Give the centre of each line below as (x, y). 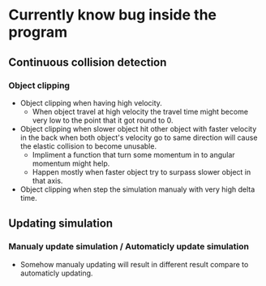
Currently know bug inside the (113, 15)
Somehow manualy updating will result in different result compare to (134, 264)
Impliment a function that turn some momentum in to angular (133, 154)
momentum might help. (71, 163)
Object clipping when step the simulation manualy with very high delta (137, 189)
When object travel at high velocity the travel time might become (140, 111)
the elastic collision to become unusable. (88, 146)
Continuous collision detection (88, 62)
